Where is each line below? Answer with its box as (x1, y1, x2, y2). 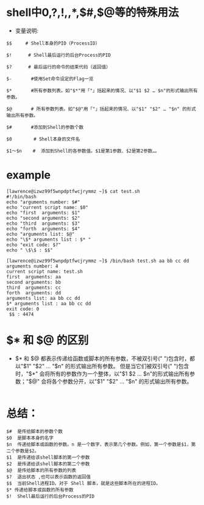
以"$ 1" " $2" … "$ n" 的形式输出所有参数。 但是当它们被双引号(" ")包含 (15, 362, 189, 369)
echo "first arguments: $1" (6, 209, 80, 216)
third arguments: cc (6, 285, 62, 291)
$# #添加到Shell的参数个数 (6, 124, 84, 130)
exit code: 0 (6, 306, 40, 312)
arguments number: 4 (6, 263, 59, 269)
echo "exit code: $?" (6, 242, 62, 248)
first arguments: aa (6, 274, 62, 280)
